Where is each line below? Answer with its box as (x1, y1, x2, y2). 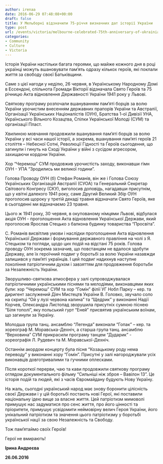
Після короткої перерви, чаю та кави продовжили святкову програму (5, 366, 150, 372)
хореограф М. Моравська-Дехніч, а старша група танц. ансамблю (5, 327, 143, 332)
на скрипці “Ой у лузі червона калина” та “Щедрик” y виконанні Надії (5, 296, 149, 302)
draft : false (5, 16, 32, 21)
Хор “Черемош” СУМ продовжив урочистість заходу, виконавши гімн (5, 161, 150, 167)
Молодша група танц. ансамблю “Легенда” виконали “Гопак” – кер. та (5, 321, 151, 327)
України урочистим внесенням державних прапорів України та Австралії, (5, 105, 158, 112)
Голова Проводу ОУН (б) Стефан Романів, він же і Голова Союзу (5, 175, 139, 181)
